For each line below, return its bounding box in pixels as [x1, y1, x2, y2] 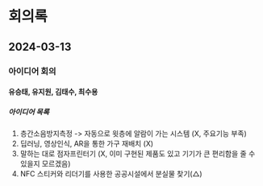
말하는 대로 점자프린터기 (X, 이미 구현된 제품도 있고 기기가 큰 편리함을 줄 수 [19, 149, 256, 159]
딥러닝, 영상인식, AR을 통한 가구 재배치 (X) [19, 138, 154, 149]
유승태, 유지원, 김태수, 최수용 [8, 87, 98, 97]
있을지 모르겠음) [19, 159, 71, 169]
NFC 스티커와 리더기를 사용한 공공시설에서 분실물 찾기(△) [19, 169, 203, 179]
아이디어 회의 [8, 65, 56, 76]
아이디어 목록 [8, 106, 50, 117]
